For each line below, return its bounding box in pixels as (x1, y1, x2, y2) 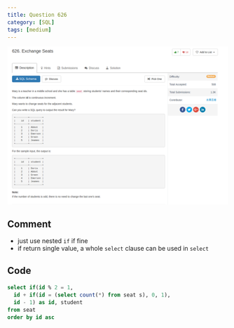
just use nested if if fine (17, 237, 88, 245)
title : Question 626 (7, 11, 68, 18)
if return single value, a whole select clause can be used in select (17, 244, 209, 253)
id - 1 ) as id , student (13, 299, 83, 306)
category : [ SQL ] (7, 18, 55, 26)
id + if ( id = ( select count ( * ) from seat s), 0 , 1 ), (13, 291, 171, 299)
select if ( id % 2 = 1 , (7, 284, 74, 291)
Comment (7, 218, 52, 230)
